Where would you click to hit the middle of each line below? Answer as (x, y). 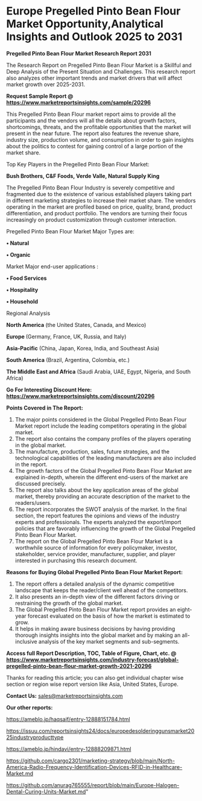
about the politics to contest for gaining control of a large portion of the (95, 146)
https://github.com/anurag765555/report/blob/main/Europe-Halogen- (93, 785)
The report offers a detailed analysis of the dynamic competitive (95, 584)
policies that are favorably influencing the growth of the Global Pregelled (105, 528)
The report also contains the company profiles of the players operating (103, 438)
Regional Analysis (28, 313)
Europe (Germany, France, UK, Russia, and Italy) (66, 337)
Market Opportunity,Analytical (85, 24)
